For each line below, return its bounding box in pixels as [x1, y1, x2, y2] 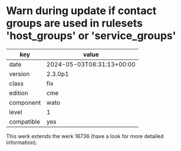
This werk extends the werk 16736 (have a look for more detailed [6, 132, 164, 139]
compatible [9, 118, 40, 126]
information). [6, 139, 38, 146]
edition [9, 89, 28, 97]
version [9, 69, 30, 78]
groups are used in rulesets [6, 16, 143, 30]
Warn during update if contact [6, 4, 157, 18]
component [9, 98, 41, 106]
